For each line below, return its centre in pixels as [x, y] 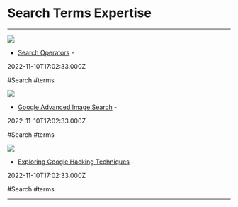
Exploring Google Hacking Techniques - [76, 162]
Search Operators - [46, 52]
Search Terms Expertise [80, 13]
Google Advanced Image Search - [67, 107]
